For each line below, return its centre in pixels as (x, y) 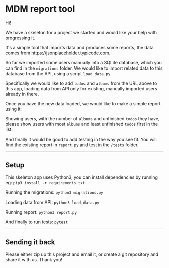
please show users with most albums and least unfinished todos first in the (82, 124)
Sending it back (30, 242)
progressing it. (20, 38)
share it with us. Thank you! (34, 259)
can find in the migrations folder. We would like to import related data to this (84, 68)
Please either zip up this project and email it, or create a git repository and (82, 254)
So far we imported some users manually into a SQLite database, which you (84, 62)
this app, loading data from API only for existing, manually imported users (81, 88)
